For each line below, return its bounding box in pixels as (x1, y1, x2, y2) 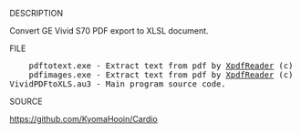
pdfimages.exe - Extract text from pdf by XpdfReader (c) (28, 70, 294, 80)
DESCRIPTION (9, 8, 64, 18)
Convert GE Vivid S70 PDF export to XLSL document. (9, 26, 209, 36)
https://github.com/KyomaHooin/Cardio (9, 114, 158, 124)
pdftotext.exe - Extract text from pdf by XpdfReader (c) (28, 61, 294, 71)
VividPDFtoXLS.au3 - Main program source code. (9, 79, 226, 89)
